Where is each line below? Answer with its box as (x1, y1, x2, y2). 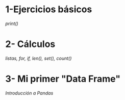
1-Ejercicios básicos (5, 4, 92, 15)
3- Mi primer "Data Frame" (5, 73, 121, 85)
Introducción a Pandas (5, 90, 54, 96)
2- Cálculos (5, 38, 56, 50)
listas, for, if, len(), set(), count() (5, 55, 72, 61)
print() (5, 20, 19, 27)
